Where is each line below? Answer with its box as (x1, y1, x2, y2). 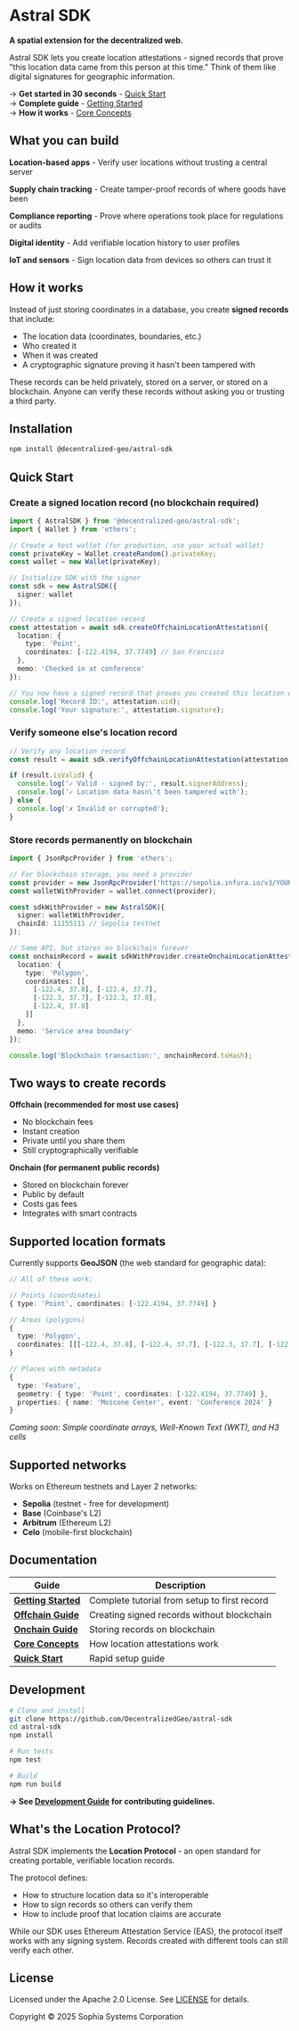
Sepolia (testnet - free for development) (21, 1498, 170, 1509)
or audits (9, 219, 42, 230)
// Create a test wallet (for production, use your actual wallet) (9, 541, 265, 549)
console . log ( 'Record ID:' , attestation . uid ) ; (9, 697, 181, 706)
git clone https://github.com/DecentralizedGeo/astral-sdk (9, 1714, 233, 1723)
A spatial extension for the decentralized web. (9, 35, 184, 45)
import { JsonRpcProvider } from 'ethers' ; (9, 854, 174, 863)
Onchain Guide (13, 1622, 78, 1635)
